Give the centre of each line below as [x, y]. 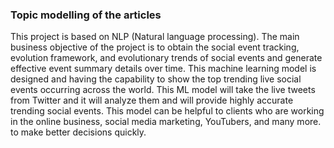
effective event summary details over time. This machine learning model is [163, 69]
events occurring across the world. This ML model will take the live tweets [163, 90]
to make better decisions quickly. [78, 132]
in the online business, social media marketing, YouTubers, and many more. [166, 122]
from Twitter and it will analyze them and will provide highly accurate [152, 100]
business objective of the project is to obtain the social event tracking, [155, 47]
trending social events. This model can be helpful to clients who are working [167, 111]
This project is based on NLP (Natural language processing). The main [155, 37]
